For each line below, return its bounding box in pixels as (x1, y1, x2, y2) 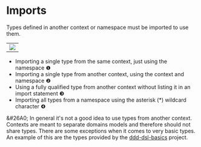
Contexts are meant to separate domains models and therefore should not (6, 120, 191, 128)
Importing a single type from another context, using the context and (15, 70, 185, 77)
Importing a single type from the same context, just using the (15, 57, 168, 65)
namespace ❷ (15, 77, 51, 84)
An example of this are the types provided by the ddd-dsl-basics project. (6, 134, 188, 141)
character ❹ (15, 102, 46, 109)
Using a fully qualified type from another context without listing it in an (15, 83, 191, 91)
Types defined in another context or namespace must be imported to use (6, 24, 189, 31)
